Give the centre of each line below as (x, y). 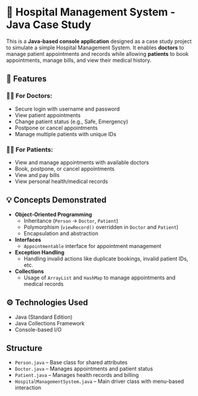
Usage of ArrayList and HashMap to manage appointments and (100, 277)
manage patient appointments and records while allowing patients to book (98, 54)
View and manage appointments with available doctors (82, 162)
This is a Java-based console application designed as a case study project (99, 41)
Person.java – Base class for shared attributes (71, 363)
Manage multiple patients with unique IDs (65, 134)
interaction (28, 388)
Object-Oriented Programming (53, 214)
